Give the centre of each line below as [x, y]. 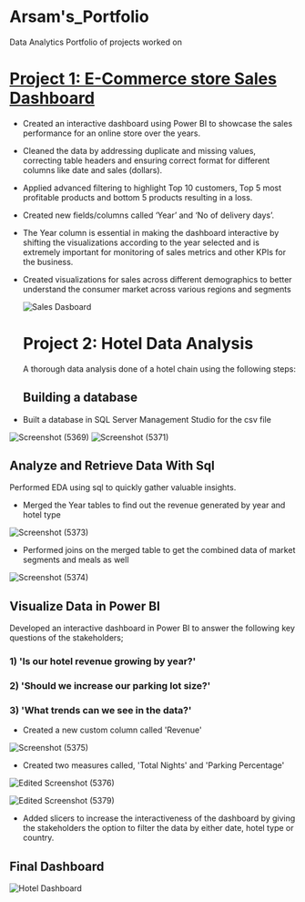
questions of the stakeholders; [66, 638]
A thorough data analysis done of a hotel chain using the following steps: [159, 369]
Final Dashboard [57, 866]
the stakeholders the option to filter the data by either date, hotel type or [158, 828]
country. [38, 838]
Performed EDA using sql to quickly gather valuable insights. [123, 487]
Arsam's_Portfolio [79, 17]
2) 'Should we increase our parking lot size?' [110, 686]
